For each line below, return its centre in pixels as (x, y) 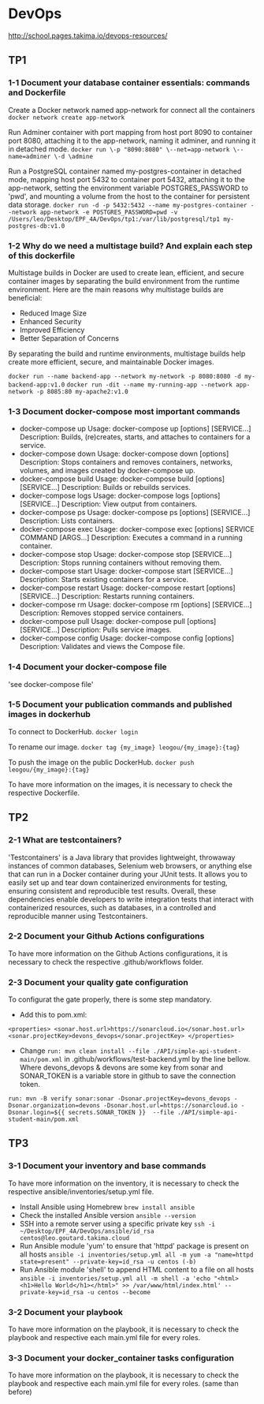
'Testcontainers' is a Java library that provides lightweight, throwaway (122, 857)
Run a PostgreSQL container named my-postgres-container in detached (125, 171)
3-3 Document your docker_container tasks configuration (121, 1358)
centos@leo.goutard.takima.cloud (74, 1238)
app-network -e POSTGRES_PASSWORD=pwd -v (109, 212)
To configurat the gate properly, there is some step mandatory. (110, 999)
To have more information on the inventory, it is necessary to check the (124, 1183)
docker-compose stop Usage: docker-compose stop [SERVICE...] (126, 555)
